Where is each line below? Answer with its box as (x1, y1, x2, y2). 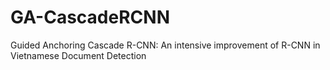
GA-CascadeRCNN (10, 6, 170, 29)
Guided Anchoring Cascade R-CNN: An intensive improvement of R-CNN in (10, 39, 321, 51)
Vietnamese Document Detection (10, 49, 147, 61)
